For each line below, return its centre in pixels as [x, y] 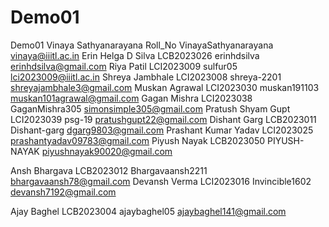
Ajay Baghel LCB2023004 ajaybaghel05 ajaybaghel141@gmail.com [148, 211]
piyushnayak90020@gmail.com [107, 151]
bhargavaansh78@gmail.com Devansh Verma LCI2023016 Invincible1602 [161, 181]
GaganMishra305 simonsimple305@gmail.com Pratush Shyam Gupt [150, 108]
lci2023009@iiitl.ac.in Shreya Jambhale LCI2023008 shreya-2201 [146, 77]
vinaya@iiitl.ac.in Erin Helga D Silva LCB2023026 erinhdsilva [135, 55]
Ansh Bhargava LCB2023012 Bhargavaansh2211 [109, 170]
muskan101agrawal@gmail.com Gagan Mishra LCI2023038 [131, 98]
